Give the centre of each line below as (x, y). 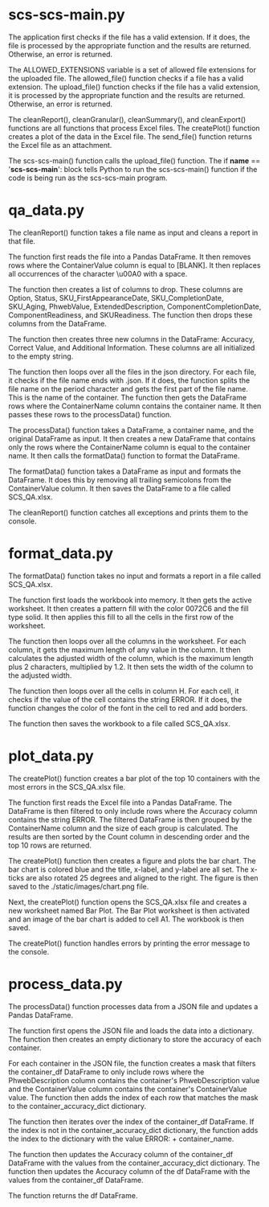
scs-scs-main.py (67, 15)
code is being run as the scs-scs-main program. (88, 178)
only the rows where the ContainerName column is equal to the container (129, 447)
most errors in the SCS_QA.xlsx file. (67, 786)
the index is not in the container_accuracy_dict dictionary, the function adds (133, 1130)
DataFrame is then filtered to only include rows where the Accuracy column (133, 811)
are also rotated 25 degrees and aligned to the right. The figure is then (142, 877)
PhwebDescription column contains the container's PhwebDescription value (134, 1080)
